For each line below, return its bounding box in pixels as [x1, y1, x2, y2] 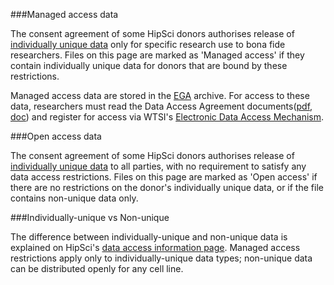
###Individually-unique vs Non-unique [10, 212, 170, 223]
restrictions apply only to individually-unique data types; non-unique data [10, 252, 313, 264]
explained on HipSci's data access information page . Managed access [10, 242, 301, 253]
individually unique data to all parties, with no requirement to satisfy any [10, 160, 307, 172]
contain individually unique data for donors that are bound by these [10, 60, 288, 71]
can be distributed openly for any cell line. [10, 263, 184, 274]
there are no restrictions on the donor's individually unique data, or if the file [10, 182, 324, 193]
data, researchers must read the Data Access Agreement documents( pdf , [10, 100, 313, 112]
